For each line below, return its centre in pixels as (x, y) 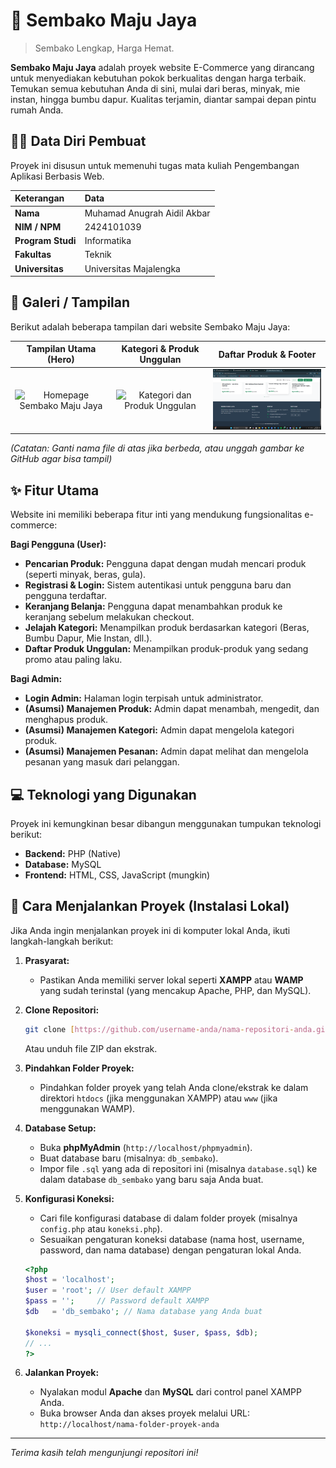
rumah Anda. (37, 110)
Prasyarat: (47, 960)
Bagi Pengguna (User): (58, 545)
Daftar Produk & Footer (267, 354)
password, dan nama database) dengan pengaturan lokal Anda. (170, 1250)
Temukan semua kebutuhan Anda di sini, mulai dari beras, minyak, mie (155, 88)
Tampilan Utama (61, 349)
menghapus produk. (66, 720)
